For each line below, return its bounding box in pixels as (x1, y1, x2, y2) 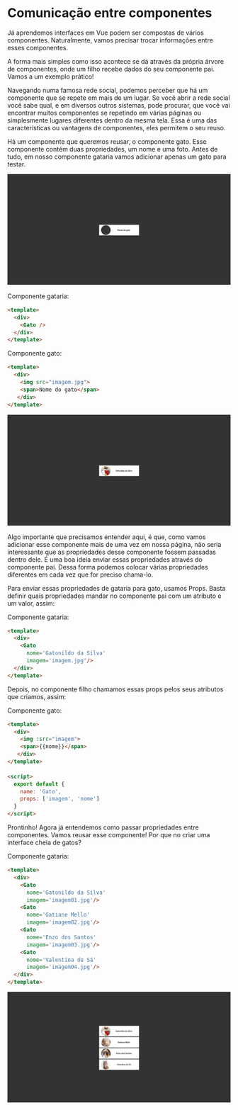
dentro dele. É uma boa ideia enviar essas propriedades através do (7, 555, 203, 564)
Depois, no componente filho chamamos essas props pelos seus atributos (7, 685, 224, 693)
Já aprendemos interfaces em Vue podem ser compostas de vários (7, 28, 204, 37)
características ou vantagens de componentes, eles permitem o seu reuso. (7, 123, 226, 132)
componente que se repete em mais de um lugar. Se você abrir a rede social (7, 94, 230, 102)
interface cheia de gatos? (7, 838, 81, 847)
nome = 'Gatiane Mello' (25, 912, 91, 919)
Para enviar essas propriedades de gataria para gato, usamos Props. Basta (7, 584, 226, 592)
